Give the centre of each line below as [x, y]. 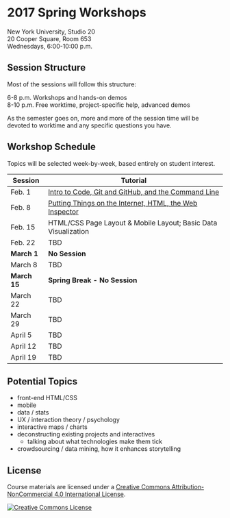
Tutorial [134, 180]
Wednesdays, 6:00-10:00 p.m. [50, 46]
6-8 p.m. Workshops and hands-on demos [67, 97]
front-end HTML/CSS [47, 398]
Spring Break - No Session [92, 280]
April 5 [21, 335]
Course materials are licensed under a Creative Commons [89, 487]
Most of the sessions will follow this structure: [72, 84]
